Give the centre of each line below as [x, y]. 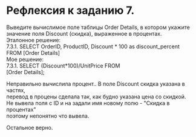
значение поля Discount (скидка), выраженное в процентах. [84, 33]
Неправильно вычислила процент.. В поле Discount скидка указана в [96, 84]
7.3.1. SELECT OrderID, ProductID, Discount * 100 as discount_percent [93, 46]
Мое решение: [25, 59]
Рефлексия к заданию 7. [70, 11]
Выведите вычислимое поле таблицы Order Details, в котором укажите [98, 27]
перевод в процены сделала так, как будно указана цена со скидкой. [96, 97]
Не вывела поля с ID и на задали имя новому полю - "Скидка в [88, 103]
